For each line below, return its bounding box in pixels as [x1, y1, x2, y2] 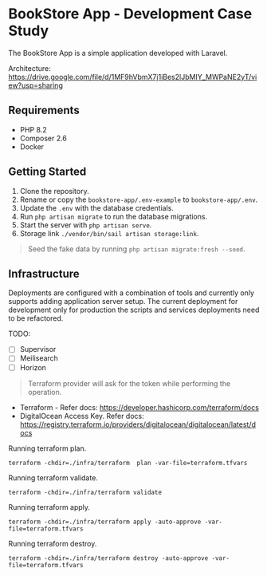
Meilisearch [19, 353, 58, 363]
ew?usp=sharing [8, 81, 64, 90]
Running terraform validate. [8, 472, 98, 483]
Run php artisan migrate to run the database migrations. [19, 211, 208, 221]
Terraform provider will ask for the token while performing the [27, 378, 231, 388]
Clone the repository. [19, 186, 89, 195]
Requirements [8, 104, 80, 117]
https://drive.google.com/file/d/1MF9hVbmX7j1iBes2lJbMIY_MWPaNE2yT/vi [8, 72, 257, 81]
